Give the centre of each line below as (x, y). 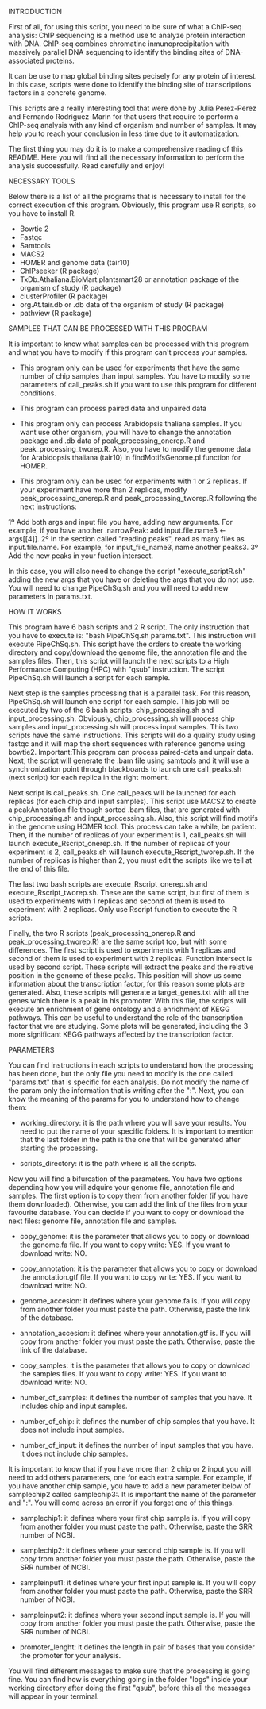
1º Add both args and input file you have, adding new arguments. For (120, 522)
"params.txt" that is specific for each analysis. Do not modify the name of (128, 1082)
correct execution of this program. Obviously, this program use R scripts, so (132, 205)
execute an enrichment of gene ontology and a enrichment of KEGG (119, 1009)
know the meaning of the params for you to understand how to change (124, 1099)
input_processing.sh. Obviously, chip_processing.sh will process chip (122, 718)
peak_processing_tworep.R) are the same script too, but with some (118, 941)
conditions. (38, 393)
